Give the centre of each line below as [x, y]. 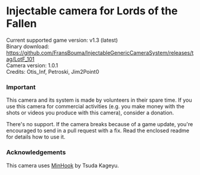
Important [21, 87]
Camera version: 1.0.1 [32, 65]
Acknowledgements [36, 152]
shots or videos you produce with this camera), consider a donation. [90, 113]
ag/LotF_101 [20, 59]
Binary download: [28, 46]
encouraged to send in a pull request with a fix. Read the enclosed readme [98, 131]
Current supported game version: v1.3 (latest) [62, 40]
